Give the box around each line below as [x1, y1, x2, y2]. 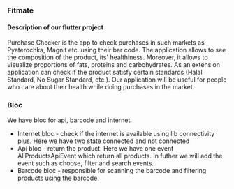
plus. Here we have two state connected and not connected [17, 137, 190, 145]
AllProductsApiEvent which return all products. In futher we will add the [17, 152, 223, 160]
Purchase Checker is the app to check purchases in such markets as [7, 38, 205, 47]
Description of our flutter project [7, 23, 103, 31]
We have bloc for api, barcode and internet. [7, 116, 133, 124]
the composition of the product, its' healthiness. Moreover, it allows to [7, 53, 208, 61]
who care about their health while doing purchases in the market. [7, 83, 195, 91]
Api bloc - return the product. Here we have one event [17, 144, 174, 153]
